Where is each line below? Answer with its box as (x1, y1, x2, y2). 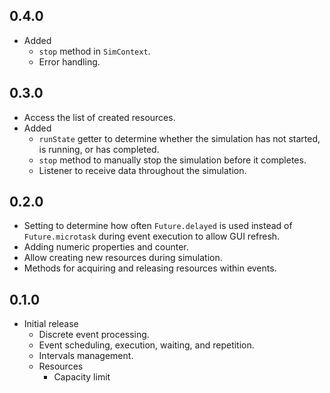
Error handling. (38, 55, 101, 68)
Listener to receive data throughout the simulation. (38, 164, 247, 176)
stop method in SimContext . (38, 45, 151, 57)
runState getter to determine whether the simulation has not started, (38, 132, 321, 144)
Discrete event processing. (38, 329, 150, 341)
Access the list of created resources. (23, 111, 176, 123)
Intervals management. (38, 350, 134, 362)
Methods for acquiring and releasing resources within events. (23, 262, 277, 274)
